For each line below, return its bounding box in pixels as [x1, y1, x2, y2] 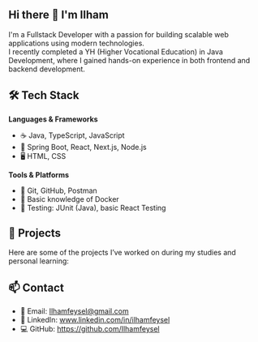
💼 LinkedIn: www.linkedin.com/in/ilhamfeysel [19, 315, 170, 325]
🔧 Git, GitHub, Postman [19, 186, 97, 195]
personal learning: [8, 256, 69, 266]
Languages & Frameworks [8, 114, 99, 124]
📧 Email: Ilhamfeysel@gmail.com [19, 306, 129, 316]
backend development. [8, 64, 85, 74]
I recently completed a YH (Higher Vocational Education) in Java [8, 46, 223, 57]
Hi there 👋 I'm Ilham [8, 8, 110, 22]
